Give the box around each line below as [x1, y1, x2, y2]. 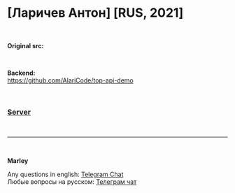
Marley [7, 157, 29, 165]
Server [7, 107, 31, 117]
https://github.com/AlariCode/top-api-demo [7, 76, 134, 85]
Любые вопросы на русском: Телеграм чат [7, 178, 137, 186]
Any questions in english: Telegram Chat [7, 170, 124, 179]
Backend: [7, 69, 36, 77]
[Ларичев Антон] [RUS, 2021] [7, 5, 184, 21]
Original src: [7, 41, 44, 50]
